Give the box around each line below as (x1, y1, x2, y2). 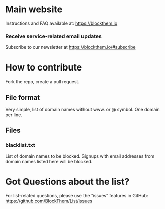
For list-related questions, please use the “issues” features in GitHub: (5, 192, 148, 198)
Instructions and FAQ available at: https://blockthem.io (5, 20, 118, 26)
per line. (5, 112, 23, 118)
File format (5, 93, 40, 102)
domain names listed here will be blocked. (5, 158, 93, 164)
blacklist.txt (5, 142, 35, 149)
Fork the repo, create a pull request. (5, 79, 79, 85)
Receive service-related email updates (5, 33, 102, 40)
